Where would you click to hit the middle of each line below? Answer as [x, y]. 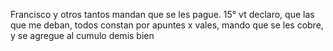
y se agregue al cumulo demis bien [82, 35]
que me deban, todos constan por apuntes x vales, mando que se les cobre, [167, 25]
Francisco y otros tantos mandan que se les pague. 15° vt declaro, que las [162, 14]
